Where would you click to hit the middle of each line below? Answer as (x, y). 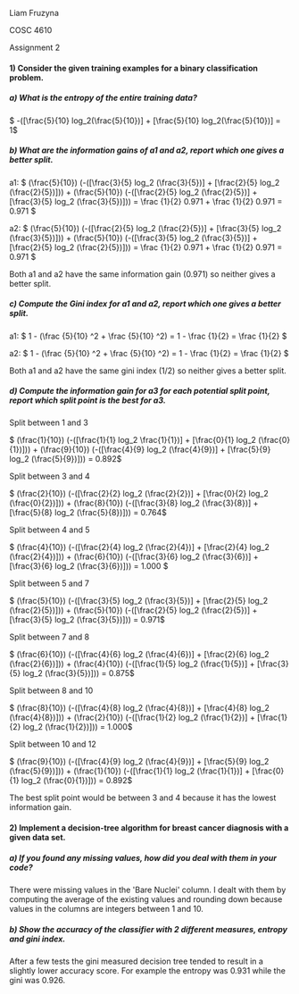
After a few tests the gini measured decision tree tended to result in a (136, 961)
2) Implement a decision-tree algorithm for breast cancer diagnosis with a (149, 828)
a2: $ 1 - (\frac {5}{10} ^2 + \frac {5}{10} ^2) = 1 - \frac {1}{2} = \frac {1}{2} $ (149, 353)
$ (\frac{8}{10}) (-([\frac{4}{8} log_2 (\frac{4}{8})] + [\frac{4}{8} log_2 (140, 708)
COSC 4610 (31, 30)
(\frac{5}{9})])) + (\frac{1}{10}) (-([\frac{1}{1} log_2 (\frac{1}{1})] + (130, 771)
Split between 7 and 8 (50, 637)
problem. (27, 77)
